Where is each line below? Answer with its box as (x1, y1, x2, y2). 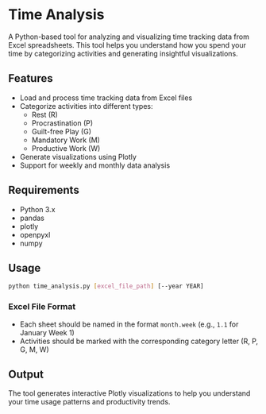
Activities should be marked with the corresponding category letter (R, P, (19, 336, 259, 346)
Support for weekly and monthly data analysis (19, 161, 171, 170)
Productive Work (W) (31, 143, 101, 153)
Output (8, 367, 44, 381)
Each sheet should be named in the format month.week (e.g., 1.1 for (19, 319, 239, 329)
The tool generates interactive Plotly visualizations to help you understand (8, 389, 251, 398)
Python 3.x (19, 204, 56, 214)
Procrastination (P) (31, 118, 94, 128)
